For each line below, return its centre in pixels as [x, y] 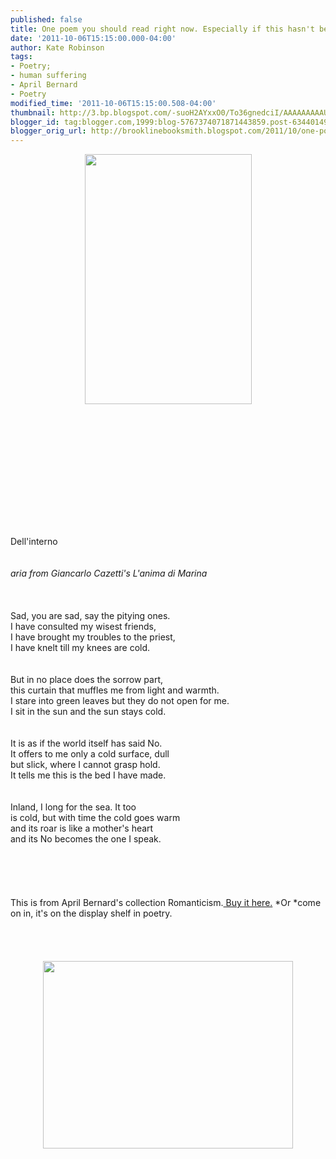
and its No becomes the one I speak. [86, 839]
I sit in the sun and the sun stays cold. [88, 712]
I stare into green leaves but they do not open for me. [120, 701]
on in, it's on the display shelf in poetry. [91, 913]
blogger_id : [35, 122]
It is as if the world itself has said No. [86, 743]
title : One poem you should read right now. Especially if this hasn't [162, 29]
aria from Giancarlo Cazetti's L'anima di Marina [109, 573]
